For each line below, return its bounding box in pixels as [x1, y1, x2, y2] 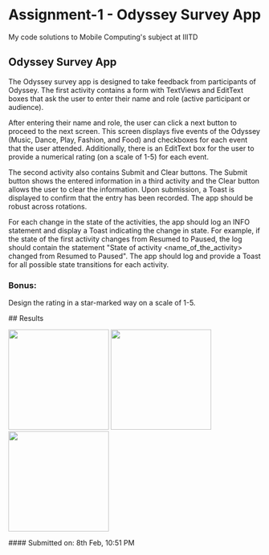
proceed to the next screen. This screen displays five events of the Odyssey [8, 126, 261, 136]
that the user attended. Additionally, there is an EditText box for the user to [8, 143, 255, 153]
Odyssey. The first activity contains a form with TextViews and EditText [8, 85, 243, 95]
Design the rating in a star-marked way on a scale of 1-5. [8, 298, 196, 308]
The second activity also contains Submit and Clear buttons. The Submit [8, 167, 248, 177]
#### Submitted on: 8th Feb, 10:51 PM [8, 538, 135, 548]
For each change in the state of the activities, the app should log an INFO [8, 217, 251, 226]
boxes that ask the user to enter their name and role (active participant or [8, 94, 251, 103]
